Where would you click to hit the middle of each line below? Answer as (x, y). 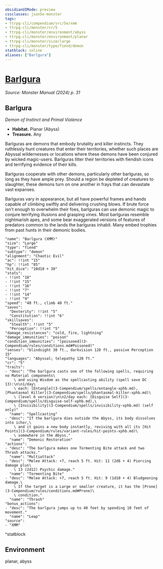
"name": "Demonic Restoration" (41, 440)
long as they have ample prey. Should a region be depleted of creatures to (79, 179)
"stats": (14, 273)
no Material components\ (30, 376)
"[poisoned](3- (73, 342)
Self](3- (121, 397)
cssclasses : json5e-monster (34, 14)
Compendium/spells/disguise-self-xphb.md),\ (51, 401)
